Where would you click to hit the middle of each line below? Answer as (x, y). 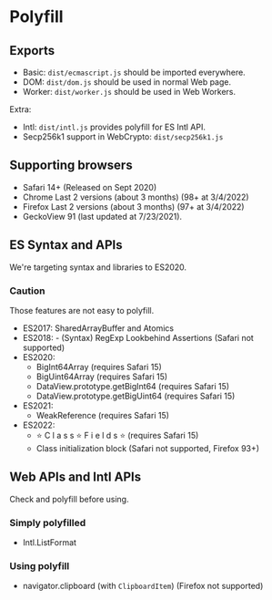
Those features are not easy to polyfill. (82, 310)
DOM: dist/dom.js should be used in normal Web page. (127, 82)
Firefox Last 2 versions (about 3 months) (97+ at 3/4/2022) (133, 206)
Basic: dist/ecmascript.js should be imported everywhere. (134, 72)
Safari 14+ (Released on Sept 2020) (90, 187)
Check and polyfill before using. (69, 499)
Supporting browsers (71, 166)
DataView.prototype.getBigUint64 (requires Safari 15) (136, 396)
